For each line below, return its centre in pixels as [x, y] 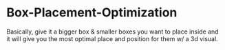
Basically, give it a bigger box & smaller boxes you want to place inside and [112, 32]
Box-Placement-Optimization [92, 13]
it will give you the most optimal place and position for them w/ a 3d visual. [112, 38]
